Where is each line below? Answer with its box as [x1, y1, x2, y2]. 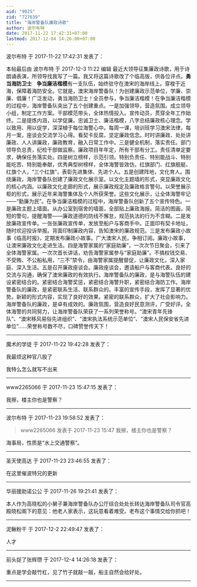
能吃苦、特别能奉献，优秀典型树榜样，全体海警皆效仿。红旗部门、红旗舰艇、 [6, 161, 191, 168]
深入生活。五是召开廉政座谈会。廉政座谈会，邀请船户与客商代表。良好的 [16, 264, 191, 271]
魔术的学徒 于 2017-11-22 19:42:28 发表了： [6, 341, 111, 348]
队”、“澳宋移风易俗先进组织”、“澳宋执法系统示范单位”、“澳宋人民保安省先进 [6, 315, 189, 322]
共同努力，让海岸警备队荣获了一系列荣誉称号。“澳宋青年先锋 [26, 308, 173, 315]
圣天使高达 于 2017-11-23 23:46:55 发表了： [6, 457, 112, 464]
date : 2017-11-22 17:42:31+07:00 [6, 31, 88, 36]
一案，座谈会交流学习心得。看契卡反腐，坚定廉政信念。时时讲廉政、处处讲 [11, 132, 191, 138]
